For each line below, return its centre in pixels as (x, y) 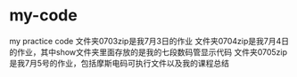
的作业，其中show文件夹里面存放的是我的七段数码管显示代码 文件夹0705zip (148, 52)
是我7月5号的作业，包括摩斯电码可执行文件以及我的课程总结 (120, 63)
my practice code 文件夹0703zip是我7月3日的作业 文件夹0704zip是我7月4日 (149, 41)
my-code (43, 15)
